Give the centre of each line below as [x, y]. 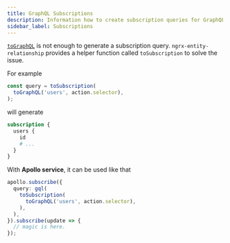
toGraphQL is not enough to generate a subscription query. [89, 46]
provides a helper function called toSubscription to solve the [131, 53]
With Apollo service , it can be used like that [69, 170]
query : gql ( [30, 189]
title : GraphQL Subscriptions [50, 13]
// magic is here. [40, 227]
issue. [15, 60]
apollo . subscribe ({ [35, 183]
